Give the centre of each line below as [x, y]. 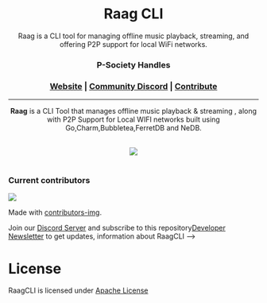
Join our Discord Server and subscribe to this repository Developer [117, 228]
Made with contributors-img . [55, 212]
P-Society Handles [133, 64]
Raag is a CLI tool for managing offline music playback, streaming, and [133, 36]
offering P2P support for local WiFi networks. [133, 44]
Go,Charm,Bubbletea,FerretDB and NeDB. [133, 128]
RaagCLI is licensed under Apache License [78, 290]
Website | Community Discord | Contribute [133, 86]
